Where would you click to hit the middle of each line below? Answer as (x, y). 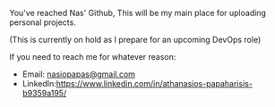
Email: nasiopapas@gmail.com (79, 74)
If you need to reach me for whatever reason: (93, 57)
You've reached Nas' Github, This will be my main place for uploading (138, 13)
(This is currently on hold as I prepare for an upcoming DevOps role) (135, 40)
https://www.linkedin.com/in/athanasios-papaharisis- (155, 83)
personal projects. (43, 22)
